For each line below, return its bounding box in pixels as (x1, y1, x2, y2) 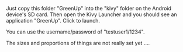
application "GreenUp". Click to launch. (6, 17, 101, 24)
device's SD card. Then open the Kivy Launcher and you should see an (6, 11, 177, 18)
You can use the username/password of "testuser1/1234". (6, 28, 145, 35)
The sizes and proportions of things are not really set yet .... (6, 40, 150, 46)
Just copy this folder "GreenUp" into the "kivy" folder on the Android (6, 5, 171, 12)
